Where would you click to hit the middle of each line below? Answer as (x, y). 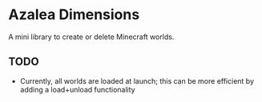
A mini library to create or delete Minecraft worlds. (91, 37)
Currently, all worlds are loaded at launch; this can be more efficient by (137, 80)
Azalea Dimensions (74, 15)
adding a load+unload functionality (77, 89)
